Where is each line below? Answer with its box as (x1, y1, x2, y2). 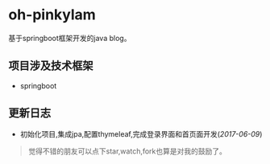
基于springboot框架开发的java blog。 (8, 33, 131, 43)
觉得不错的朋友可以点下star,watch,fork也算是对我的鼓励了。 (27, 146, 227, 156)
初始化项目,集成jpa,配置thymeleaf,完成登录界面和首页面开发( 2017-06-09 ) (19, 129, 263, 138)
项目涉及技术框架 (8, 59, 93, 73)
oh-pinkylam (8, 6, 97, 24)
